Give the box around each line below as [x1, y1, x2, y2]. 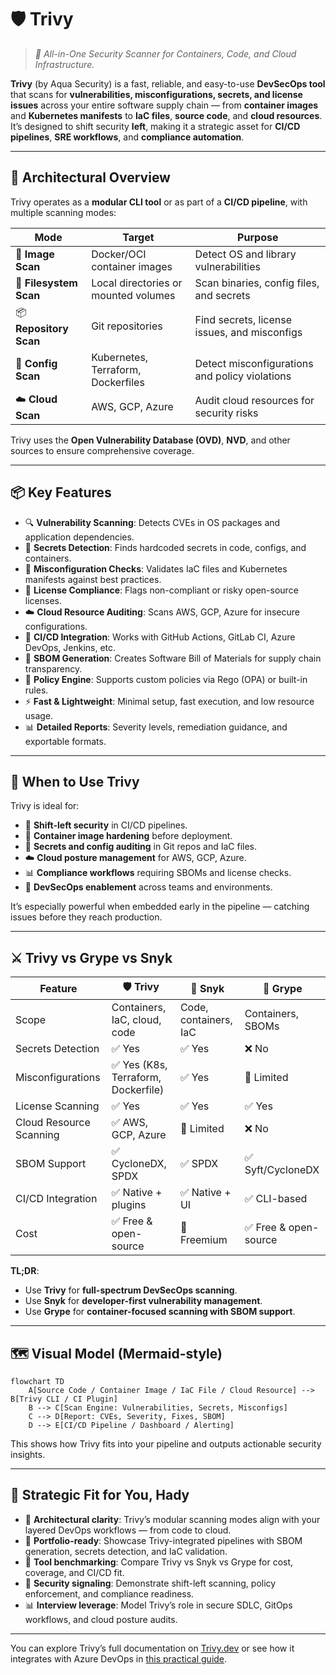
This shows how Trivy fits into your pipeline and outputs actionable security [10, 1438, 322, 1450]
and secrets [194, 288, 251, 302]
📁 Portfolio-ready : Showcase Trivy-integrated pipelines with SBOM [24, 1534, 303, 1546]
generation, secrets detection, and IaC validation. [24, 1545, 228, 1557]
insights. [10, 1449, 46, 1460]
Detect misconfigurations [194, 356, 314, 370]
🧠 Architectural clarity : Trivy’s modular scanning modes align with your [24, 1513, 321, 1525]
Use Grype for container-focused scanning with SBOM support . [24, 1306, 296, 1318]
